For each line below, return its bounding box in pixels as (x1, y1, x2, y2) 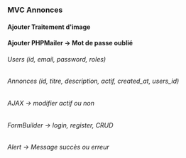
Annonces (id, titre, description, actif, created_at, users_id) (7, 77, 180, 86)
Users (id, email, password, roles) (7, 55, 106, 63)
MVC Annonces (7, 5, 63, 15)
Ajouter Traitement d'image (7, 23, 91, 31)
